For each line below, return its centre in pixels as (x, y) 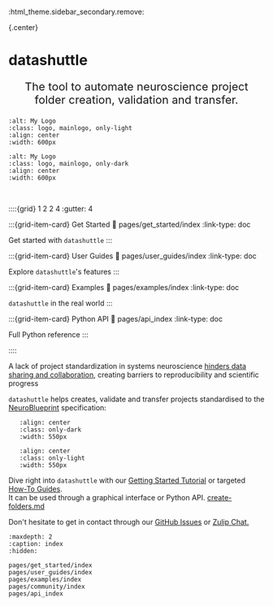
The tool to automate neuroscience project (136, 87)
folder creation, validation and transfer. (136, 100)
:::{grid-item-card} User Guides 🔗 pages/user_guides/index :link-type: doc (133, 256)
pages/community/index (47, 587)
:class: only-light (52, 458)
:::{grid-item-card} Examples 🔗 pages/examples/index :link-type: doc (124, 288)
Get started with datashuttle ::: (61, 240)
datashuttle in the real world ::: (61, 303)
